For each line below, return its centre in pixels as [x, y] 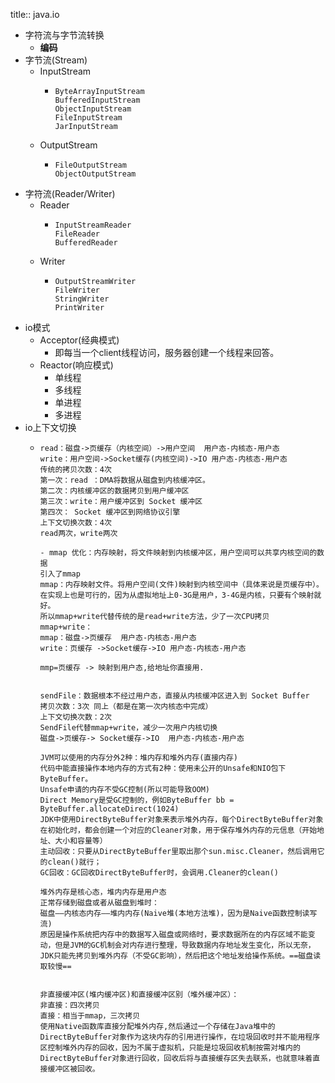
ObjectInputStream [93, 109]
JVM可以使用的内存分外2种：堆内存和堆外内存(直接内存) [139, 758]
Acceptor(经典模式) [79, 340]
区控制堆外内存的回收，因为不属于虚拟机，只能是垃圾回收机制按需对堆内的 [170, 1048]
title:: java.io [35, 14]
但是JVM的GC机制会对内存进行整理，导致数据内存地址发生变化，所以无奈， [185, 945]
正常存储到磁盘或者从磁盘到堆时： [99, 903]
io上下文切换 [50, 427]
